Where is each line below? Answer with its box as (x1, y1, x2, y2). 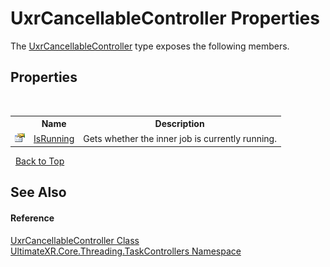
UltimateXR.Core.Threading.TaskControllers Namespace (10, 245, 242, 257)
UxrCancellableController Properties (10, 7, 320, 30)
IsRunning (33, 132, 75, 144)
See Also (10, 184, 67, 201)
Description (154, 118, 205, 130)
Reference (10, 212, 55, 224)
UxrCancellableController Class (10, 234, 140, 246)
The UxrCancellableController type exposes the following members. (10, 40, 290, 52)
